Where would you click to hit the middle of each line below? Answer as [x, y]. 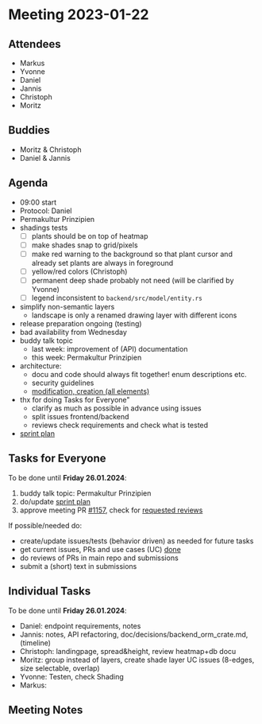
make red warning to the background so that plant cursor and [132, 254]
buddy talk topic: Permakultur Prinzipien [85, 493]
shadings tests [44, 228]
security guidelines [63, 383]
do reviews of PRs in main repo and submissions [99, 558]
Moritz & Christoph [50, 150]
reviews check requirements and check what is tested [120, 425]
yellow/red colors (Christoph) [79, 271]
